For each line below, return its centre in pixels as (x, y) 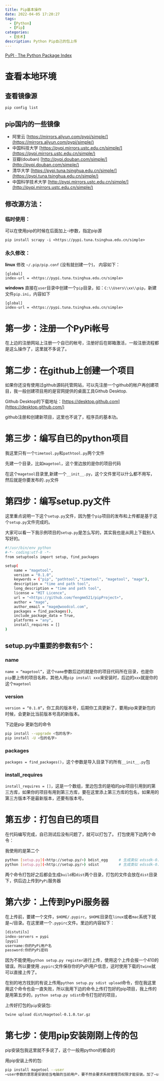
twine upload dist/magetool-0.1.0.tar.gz (48, 1015)
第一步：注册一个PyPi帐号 (57, 328)
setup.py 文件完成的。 (31, 522)
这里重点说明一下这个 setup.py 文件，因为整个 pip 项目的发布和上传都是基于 (79, 516)
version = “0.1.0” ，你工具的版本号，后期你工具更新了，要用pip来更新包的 (80, 708)
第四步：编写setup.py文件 (58, 502)
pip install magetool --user (35, 1070)
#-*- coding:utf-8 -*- (28, 553)
